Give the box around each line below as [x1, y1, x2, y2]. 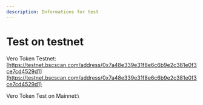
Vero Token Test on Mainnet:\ [6, 92, 80, 100]
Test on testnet [6, 34, 84, 48]
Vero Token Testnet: [6, 55, 56, 62]
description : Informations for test [6, 8, 99, 15]
